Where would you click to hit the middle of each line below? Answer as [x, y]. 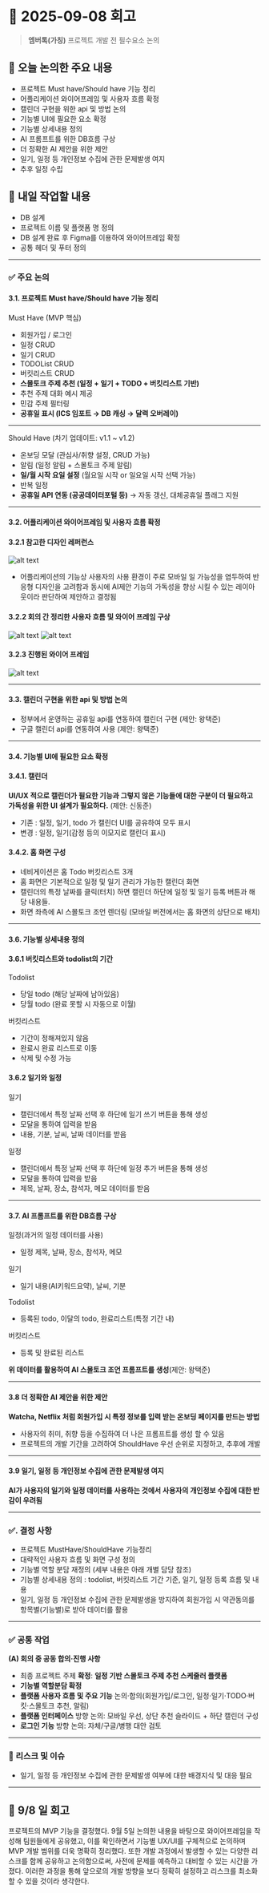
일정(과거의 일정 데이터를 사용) [56, 1235]
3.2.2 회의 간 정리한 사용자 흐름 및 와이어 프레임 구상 [89, 617]
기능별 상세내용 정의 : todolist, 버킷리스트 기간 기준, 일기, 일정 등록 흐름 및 [135, 1579]
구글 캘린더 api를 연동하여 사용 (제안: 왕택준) [89, 729]
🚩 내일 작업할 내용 [49, 197]
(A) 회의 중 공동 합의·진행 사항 [54, 1659]
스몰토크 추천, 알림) [59, 1706]
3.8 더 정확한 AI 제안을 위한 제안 [58, 1397]
